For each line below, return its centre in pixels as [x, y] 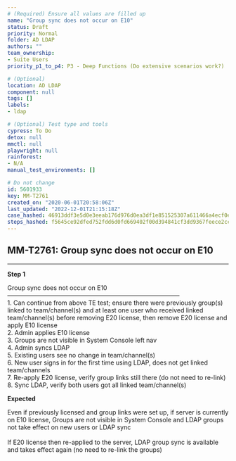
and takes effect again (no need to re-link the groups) [85, 449]
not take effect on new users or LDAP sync [69, 427]
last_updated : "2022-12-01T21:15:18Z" [64, 209]
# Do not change [31, 183]
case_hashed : [26, 215]
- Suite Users [28, 60]
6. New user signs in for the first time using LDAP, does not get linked [108, 362]
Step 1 [17, 274]
